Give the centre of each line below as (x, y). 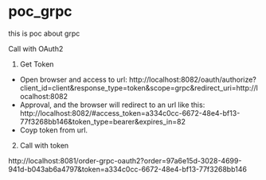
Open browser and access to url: (73, 79)
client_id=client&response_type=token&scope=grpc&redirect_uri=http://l (139, 88)
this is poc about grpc (44, 33)
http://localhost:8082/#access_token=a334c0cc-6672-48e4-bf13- (130, 113)
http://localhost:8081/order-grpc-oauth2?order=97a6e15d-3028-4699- (125, 160)
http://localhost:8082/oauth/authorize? (193, 79)
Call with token (44, 145)
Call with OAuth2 (36, 48)
